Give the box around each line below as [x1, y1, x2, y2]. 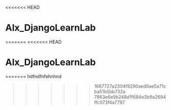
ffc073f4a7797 [94, 99, 125, 105]
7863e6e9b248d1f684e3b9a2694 [94, 94, 166, 100]
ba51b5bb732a [94, 88, 126, 94]
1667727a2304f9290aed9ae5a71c [94, 83, 166, 89]
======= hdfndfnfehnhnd [5, 73, 62, 79]
